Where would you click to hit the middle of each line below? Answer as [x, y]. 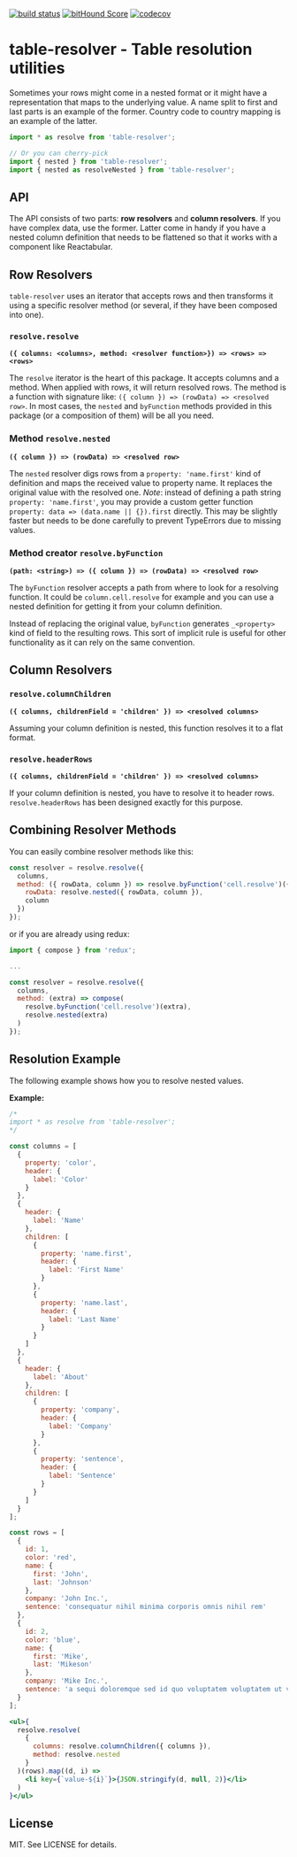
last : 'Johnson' [62, 1582]
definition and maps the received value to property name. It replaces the [141, 483]
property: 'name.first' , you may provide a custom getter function [131, 501]
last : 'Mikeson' [62, 1665]
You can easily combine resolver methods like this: [102, 851]
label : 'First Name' [86, 1270]
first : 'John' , [61, 1574]
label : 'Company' [80, 1426]
